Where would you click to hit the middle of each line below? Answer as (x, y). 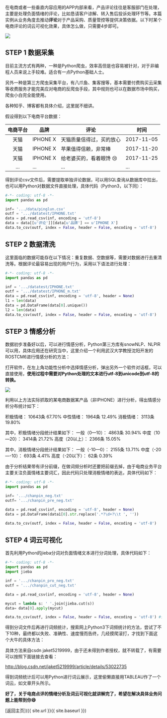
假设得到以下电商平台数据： (34, 116)
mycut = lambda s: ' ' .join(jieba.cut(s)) (50, 604)
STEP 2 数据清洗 (30, 245)
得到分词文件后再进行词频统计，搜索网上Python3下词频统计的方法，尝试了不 (83, 627)
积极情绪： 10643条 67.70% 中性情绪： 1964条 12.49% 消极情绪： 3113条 (80, 417)
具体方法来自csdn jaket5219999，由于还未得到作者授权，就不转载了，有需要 (83, 651)
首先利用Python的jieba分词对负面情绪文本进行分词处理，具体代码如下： (78, 553)
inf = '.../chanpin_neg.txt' (34, 496)
